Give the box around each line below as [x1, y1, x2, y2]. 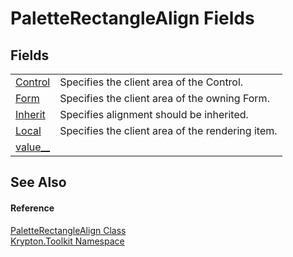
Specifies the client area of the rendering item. [59, 124, 278, 137]
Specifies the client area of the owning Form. [59, 92, 270, 105]
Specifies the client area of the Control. [59, 75, 244, 89]
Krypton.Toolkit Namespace [10, 235, 125, 247]
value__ [15, 140, 51, 154]
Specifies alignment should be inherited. [59, 108, 249, 121]
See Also [10, 174, 67, 191]
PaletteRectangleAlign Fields [10, 7, 255, 30]
